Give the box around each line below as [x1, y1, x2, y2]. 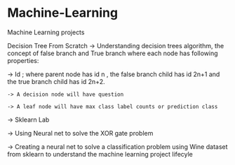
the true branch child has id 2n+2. [7, 77, 105, 85]
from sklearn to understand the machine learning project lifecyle [7, 150, 193, 158]
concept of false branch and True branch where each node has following [7, 49, 219, 57]
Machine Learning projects [7, 28, 85, 36]
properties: [7, 56, 39, 64]
